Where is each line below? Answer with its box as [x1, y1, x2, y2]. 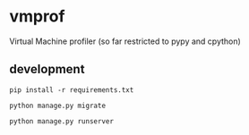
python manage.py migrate [9, 101, 106, 110]
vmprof [9, 6, 65, 27]
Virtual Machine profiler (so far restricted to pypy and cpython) [9, 36, 242, 46]
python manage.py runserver [9, 116, 115, 126]
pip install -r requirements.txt [9, 85, 134, 95]
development [9, 62, 85, 77]
